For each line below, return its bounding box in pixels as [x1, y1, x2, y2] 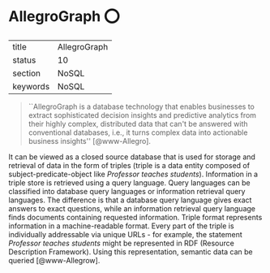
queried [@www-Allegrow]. [8, 255, 101, 265]
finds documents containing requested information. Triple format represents [8, 212, 263, 222]
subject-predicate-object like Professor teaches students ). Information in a [8, 169, 258, 179]
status [12, 54, 36, 66]
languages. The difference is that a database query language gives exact [8, 195, 252, 205]
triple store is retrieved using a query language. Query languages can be [8, 177, 251, 188]
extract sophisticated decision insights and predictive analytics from [28, 110, 257, 119]
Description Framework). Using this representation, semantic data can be [8, 246, 253, 257]
